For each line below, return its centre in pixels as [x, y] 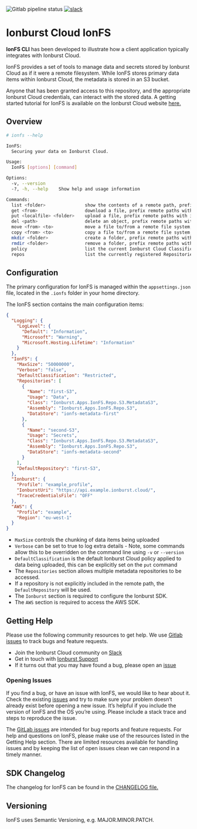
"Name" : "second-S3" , [54, 430]
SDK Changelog [36, 773]
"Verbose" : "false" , [42, 370]
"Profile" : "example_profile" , [55, 485]
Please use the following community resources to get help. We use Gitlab [94, 635]
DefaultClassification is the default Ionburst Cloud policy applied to [98, 558]
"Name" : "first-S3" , [52, 392]
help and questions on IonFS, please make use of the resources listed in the [98, 736]
